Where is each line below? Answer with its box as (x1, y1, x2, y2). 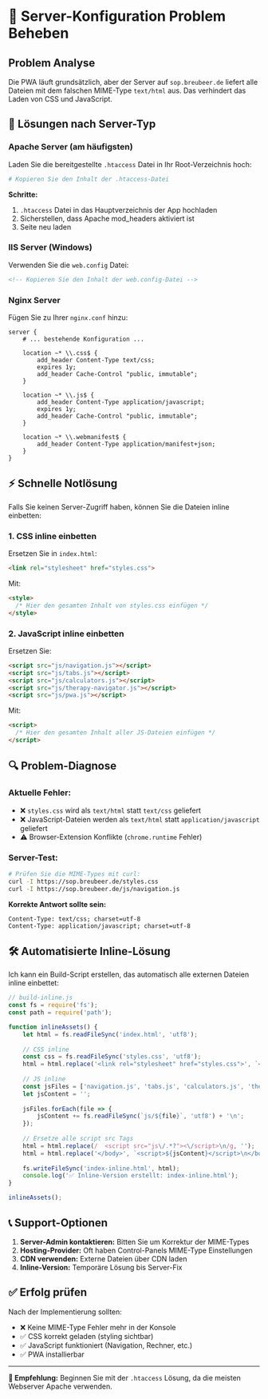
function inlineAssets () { (8, 1023, 98, 1031)
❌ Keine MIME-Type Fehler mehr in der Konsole (19, 1322, 176, 1332)
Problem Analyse (8, 56, 96, 70)
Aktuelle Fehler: (8, 787, 72, 798)
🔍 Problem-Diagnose (8, 759, 117, 773)
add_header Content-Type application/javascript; (37, 398, 205, 406)
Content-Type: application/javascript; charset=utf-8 (8, 921, 191, 930)
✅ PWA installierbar (19, 1349, 85, 1359)
